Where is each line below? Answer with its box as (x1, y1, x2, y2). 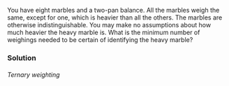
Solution (7, 52, 37, 62)
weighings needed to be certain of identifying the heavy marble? (7, 36, 193, 44)
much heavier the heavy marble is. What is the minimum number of (7, 28, 200, 36)
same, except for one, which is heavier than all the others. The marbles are (7, 13, 223, 22)
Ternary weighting (7, 70, 61, 79)
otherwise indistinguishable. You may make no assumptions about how (7, 21, 212, 29)
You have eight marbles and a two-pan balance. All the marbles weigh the (7, 6, 220, 14)
